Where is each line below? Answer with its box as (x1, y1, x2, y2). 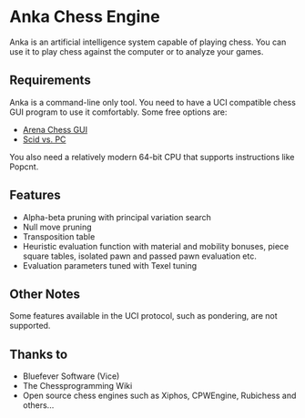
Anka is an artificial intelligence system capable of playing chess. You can (9, 36, 287, 47)
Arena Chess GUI (22, 124, 88, 135)
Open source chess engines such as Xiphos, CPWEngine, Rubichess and (22, 390, 297, 402)
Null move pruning (22, 221, 93, 232)
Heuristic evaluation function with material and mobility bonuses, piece (22, 240, 290, 251)
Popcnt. (9, 161, 39, 172)
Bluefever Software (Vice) (22, 371, 120, 382)
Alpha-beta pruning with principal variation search (22, 211, 212, 222)
